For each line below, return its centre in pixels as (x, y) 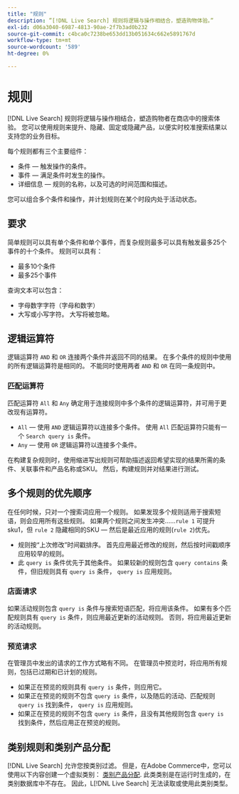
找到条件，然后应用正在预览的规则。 (71, 723)
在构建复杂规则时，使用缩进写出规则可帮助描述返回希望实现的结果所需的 (113, 460)
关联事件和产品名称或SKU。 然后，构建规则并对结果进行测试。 (111, 468)
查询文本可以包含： (36, 290)
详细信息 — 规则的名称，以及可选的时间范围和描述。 (94, 184)
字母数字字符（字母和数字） (58, 305)
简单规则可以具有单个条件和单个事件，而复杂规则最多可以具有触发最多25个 (117, 242)
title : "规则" (27, 14)
